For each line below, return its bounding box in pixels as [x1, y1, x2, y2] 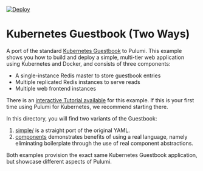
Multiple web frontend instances [15, 85, 96, 92]
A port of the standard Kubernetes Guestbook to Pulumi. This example [6, 47, 182, 54]
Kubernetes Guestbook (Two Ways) [6, 27, 190, 41]
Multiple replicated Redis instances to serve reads [15, 78, 141, 85]
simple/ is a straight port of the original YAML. [15, 127, 131, 134]
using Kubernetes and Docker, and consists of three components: [6, 60, 171, 67]
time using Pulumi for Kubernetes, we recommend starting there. [6, 103, 168, 110]
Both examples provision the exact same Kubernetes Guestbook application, [6, 151, 198, 158]
